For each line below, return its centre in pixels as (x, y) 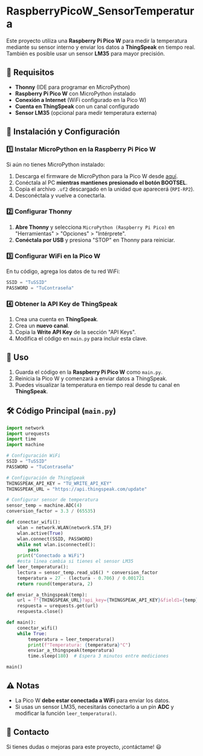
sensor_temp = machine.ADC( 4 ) (44, 505)
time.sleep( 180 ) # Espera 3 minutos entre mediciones (98, 656)
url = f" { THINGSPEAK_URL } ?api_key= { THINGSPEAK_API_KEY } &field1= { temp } (108, 600)
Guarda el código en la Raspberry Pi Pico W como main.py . (89, 372)
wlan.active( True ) (40, 533)
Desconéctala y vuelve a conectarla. (60, 196)
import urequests (28, 434)
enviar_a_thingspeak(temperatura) (71, 650)
